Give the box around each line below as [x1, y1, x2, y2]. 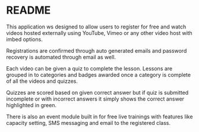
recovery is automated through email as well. [6, 53, 116, 60]
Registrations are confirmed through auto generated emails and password [6, 47, 187, 54]
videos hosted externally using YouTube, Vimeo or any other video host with [6, 29, 193, 36]
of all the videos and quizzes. [6, 78, 78, 85]
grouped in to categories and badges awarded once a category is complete [6, 71, 191, 78]
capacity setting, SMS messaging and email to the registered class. [6, 119, 171, 126]
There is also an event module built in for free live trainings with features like [6, 113, 193, 120]
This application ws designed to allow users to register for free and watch [6, 23, 187, 30]
